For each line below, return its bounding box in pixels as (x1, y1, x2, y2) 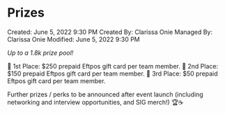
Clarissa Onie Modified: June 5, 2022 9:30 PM (7, 35, 141, 43)
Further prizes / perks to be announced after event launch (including (7, 90, 203, 98)
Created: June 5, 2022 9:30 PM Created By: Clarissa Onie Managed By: (7, 28, 212, 36)
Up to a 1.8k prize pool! (7, 49, 74, 57)
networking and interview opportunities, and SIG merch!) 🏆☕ (7, 98, 184, 106)
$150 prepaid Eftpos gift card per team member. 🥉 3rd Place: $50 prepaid (7, 69, 218, 78)
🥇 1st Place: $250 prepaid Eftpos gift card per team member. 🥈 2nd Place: (7, 62, 218, 70)
